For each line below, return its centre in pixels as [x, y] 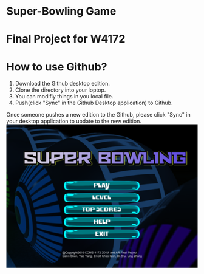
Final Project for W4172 [66, 39]
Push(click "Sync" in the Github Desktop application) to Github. [94, 103]
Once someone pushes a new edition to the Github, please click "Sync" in [98, 115]
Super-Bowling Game [61, 11]
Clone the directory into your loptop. [60, 90]
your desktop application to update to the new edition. [74, 121]
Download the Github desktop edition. [63, 84]
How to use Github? [57, 67]
